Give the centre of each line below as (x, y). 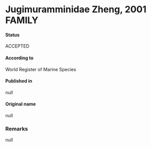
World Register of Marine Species (41, 69)
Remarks (17, 129)
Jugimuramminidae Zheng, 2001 (76, 9)
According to (19, 58)
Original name (20, 104)
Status (13, 35)
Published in (19, 81)
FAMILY (22, 20)
